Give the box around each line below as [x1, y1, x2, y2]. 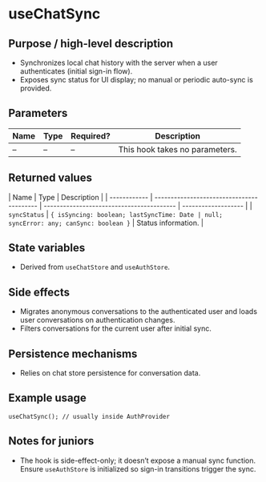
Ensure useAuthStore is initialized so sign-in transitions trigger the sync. [19, 464, 256, 473]
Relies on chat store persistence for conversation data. [19, 368, 201, 378]
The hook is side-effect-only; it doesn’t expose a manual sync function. [19, 456, 256, 465]
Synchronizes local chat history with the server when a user [19, 58, 218, 67]
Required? [71, 130, 111, 141]
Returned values [8, 171, 92, 185]
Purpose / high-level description [8, 37, 174, 50]
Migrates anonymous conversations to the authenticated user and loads [19, 307, 258, 316]
